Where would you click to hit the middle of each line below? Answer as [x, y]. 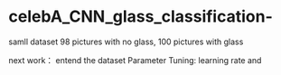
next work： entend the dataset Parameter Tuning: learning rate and [135, 60]
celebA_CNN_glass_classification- [140, 17]
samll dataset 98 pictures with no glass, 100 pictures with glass [126, 42]
